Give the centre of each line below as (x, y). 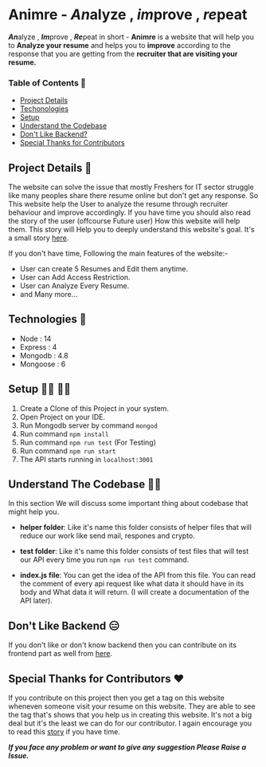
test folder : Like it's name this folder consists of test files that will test (134, 552)
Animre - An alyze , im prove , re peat (128, 15)
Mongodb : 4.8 (44, 355)
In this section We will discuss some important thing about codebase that (128, 504)
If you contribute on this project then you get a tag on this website (116, 698)
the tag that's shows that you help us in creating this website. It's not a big (130, 715)
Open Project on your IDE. (63, 417)
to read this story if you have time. (65, 732)
